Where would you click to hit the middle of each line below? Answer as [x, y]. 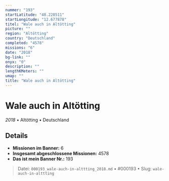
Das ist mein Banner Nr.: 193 [43, 159]
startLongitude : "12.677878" [36, 19]
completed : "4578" [25, 43]
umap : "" [14, 76]
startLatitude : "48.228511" [35, 15]
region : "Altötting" [27, 33]
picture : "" [18, 29]
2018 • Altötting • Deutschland [37, 120]
